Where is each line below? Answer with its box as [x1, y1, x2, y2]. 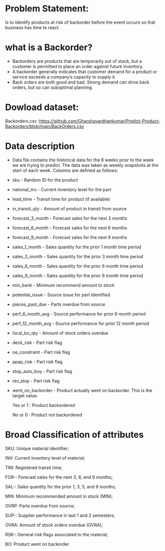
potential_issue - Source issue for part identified [12, 292, 110, 298]
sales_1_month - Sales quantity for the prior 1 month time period [12, 244, 141, 250]
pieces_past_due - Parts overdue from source [12, 301, 105, 307]
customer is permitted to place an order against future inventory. [12, 63, 144, 69]
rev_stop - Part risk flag [12, 378, 60, 384]
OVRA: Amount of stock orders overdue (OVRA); [5, 522, 103, 528]
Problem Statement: [5, 3, 89, 14]
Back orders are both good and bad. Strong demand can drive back [12, 79, 150, 85]
